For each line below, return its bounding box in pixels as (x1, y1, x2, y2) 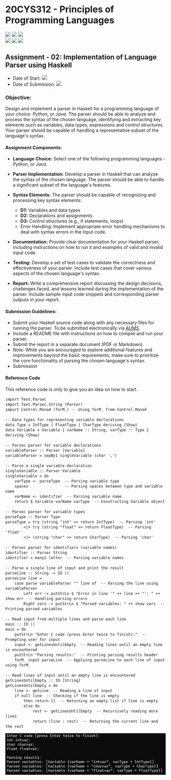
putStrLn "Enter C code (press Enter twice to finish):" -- (14, 632, 147, 637)
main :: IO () (5, 622, 36, 627)
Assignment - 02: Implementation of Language (5, 53, 157, 62)
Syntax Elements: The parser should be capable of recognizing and (12, 192, 156, 198)
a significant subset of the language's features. (12, 182, 112, 188)
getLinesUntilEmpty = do (5, 683, 58, 688)
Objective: (5, 94, 32, 101)
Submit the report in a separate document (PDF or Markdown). (12, 341, 144, 348)
